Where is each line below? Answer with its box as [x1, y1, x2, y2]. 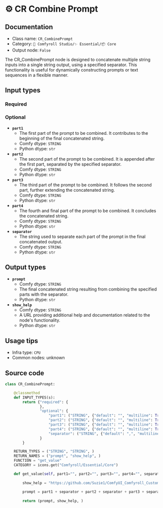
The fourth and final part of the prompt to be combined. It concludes [19, 208, 156, 214]
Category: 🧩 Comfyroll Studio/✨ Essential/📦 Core [12, 41, 116, 47]
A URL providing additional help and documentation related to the [19, 312, 150, 318]
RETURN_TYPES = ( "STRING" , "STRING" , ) [14, 449, 95, 454]
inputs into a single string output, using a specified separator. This [5, 62, 137, 68]
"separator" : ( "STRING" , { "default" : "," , [48, 431, 136, 436]
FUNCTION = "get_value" [14, 458, 62, 463]
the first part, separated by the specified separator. [19, 161, 122, 167]
